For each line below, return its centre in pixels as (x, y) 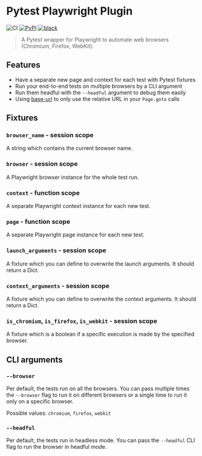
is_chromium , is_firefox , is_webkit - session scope (82, 321)
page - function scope (38, 221)
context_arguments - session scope (58, 285)
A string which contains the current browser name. (70, 148)
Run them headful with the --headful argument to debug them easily (100, 93)
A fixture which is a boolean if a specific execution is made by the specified (100, 334)
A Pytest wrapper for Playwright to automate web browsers (95, 39)
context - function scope (43, 193)
